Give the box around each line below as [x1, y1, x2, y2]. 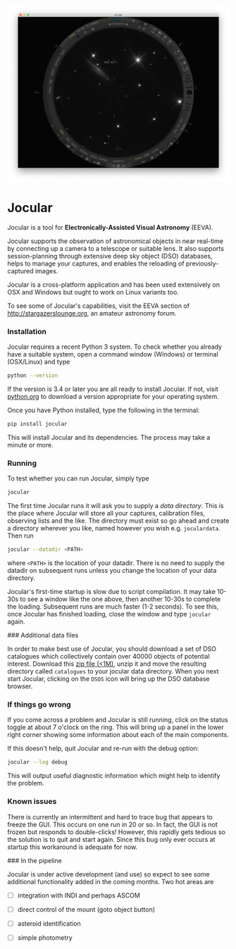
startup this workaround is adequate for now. [7, 843, 138, 851]
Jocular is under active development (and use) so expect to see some [7, 869, 210, 879]
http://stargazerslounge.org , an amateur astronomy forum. [7, 309, 177, 317]
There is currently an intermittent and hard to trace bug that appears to [7, 812, 213, 821]
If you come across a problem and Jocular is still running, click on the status [7, 716, 228, 724]
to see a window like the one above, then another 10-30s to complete [20, 595, 221, 604]
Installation [7, 326, 47, 336]
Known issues [7, 797, 57, 807]
